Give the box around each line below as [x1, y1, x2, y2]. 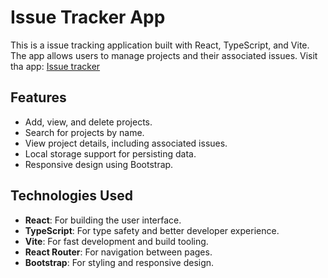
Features [10, 89, 67, 106]
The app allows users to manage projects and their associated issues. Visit [10, 49, 318, 61]
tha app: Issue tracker [10, 60, 101, 72]
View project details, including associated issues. [24, 137, 228, 149]
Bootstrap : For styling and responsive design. [24, 256, 215, 268]
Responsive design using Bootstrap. [24, 158, 174, 170]
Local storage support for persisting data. [24, 147, 197, 160]
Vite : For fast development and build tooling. [24, 235, 209, 247]
